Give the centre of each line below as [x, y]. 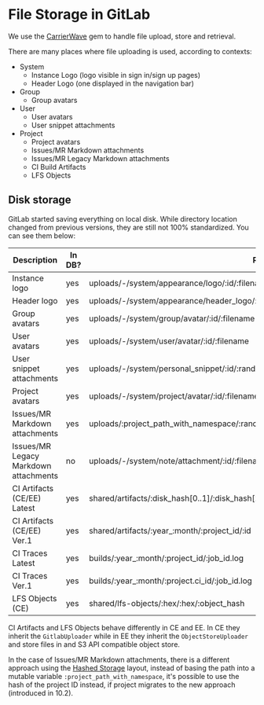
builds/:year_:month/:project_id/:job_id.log [167, 558]
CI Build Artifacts [59, 167]
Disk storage [40, 200]
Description [35, 259]
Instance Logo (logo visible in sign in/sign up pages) [116, 75]
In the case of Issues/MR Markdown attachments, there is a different [119, 659]
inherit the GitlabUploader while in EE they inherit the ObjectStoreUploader [128, 636]
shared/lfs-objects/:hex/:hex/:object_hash [167, 603]
